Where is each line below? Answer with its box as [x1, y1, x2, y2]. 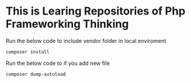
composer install [5, 48, 50, 55]
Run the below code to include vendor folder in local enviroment [5, 37, 167, 44]
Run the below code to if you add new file [5, 59, 110, 67]
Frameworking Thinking [5, 17, 129, 31]
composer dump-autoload [5, 71, 66, 77]
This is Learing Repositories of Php [5, 4, 186, 18]
